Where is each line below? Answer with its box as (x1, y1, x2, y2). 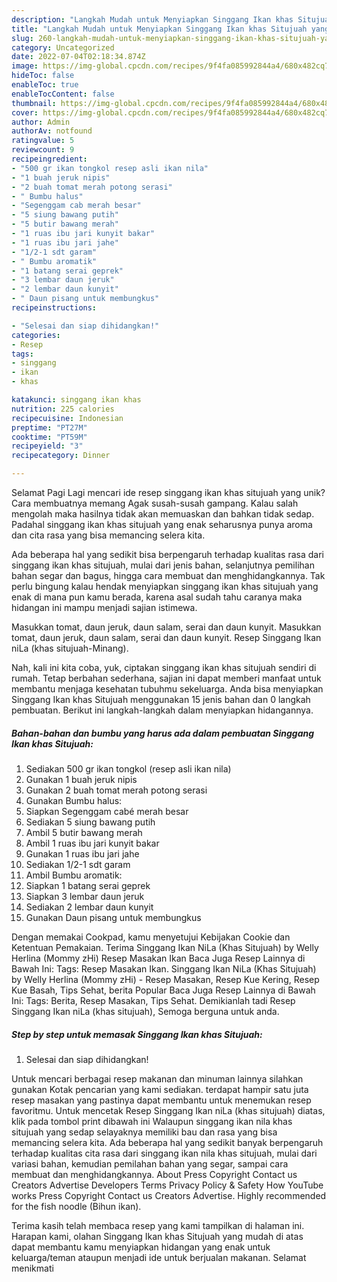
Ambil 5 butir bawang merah (25, 826, 143, 838)
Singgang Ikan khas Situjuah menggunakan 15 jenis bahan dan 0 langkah (11, 694, 311, 705)
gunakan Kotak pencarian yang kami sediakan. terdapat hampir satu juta (11, 1083, 309, 1095)
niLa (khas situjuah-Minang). (11, 642, 129, 654)
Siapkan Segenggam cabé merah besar (25, 805, 189, 817)
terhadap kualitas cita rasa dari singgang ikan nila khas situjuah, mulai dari (11, 1147, 318, 1159)
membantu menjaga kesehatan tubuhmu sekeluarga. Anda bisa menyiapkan (11, 683, 324, 695)
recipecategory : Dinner (11, 451, 111, 461)
